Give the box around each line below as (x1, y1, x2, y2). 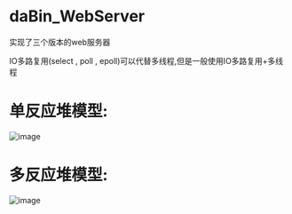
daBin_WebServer (9, 6, 145, 27)
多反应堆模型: (9, 165, 108, 186)
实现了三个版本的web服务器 (9, 36, 111, 47)
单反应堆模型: (9, 101, 108, 122)
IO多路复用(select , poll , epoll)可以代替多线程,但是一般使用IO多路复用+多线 (9, 55, 284, 66)
